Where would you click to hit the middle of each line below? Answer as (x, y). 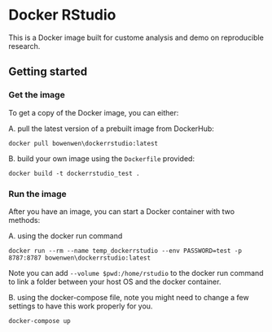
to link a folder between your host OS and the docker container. (115, 282)
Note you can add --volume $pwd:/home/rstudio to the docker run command (136, 273)
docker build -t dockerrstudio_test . (74, 173)
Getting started (48, 72)
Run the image (37, 194)
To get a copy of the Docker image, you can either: (94, 112)
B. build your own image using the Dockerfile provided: (102, 158)
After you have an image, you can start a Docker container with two (121, 211)
